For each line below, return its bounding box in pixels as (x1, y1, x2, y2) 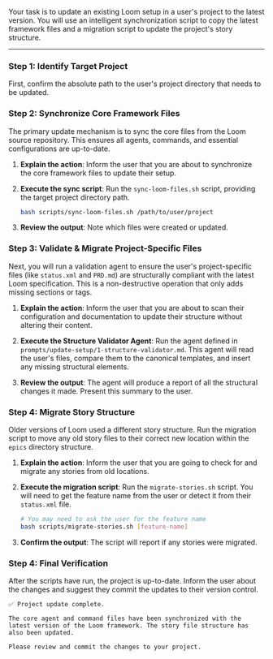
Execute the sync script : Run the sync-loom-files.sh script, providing (19, 183, 256, 193)
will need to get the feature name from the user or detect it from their (19, 491, 252, 501)
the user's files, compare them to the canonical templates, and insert (19, 353, 251, 363)
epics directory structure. (8, 442, 93, 452)
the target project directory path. (19, 192, 130, 202)
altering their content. (19, 320, 93, 329)
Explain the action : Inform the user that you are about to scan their (19, 303, 245, 312)
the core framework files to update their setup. (19, 168, 177, 178)
